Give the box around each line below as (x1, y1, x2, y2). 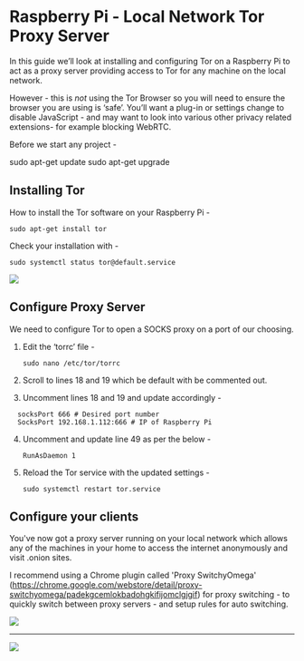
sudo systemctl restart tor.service (22, 484, 161, 493)
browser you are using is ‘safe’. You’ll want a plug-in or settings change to (9, 102, 285, 112)
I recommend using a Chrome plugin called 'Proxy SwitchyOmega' (9, 569, 257, 581)
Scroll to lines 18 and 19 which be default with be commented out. (22, 374, 268, 385)
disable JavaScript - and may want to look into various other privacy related (9, 112, 292, 122)
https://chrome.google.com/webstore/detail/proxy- (12, 579, 203, 590)
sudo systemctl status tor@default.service (9, 258, 176, 267)
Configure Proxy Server (9, 299, 146, 315)
